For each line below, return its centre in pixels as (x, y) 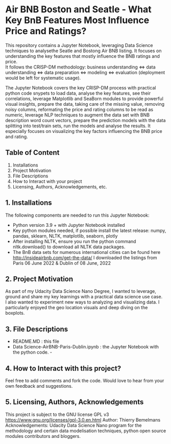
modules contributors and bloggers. (43, 436)
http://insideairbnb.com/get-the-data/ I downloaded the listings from (85, 258)
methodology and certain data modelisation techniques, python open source (86, 431)
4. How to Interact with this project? (63, 368)
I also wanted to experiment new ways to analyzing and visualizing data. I (82, 302)
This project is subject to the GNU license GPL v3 (57, 414)
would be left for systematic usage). (43, 78)
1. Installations (29, 203)
